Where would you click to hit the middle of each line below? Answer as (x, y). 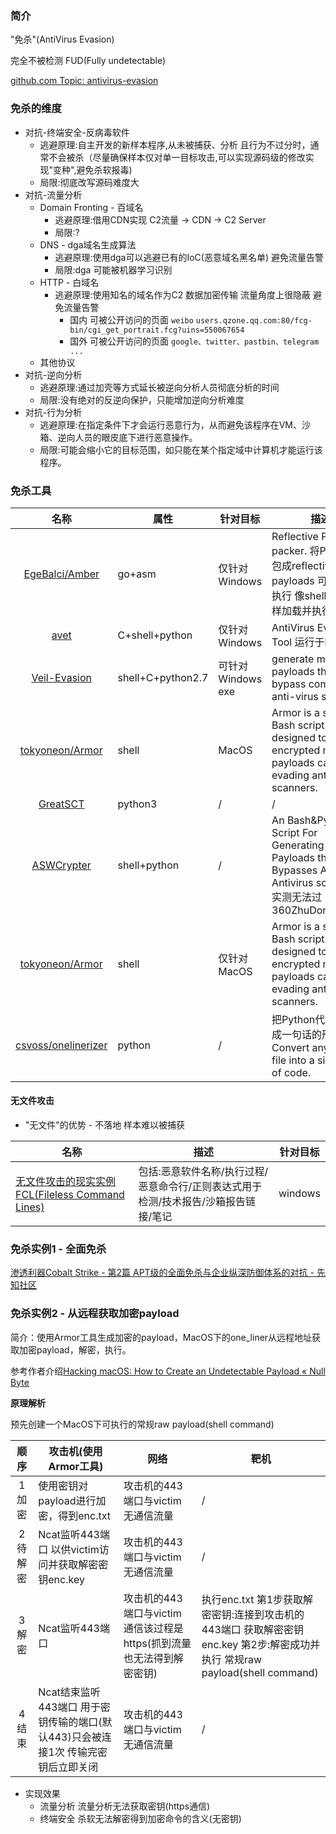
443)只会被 (75, 1737)
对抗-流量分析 (53, 194)
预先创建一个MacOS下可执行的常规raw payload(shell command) (142, 1424)
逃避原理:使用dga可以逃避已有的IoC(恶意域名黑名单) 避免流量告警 (189, 257)
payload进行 (67, 1500)
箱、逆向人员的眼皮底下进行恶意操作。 (118, 437)
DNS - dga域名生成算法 (88, 244)
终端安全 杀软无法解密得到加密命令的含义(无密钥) (140, 1818)
